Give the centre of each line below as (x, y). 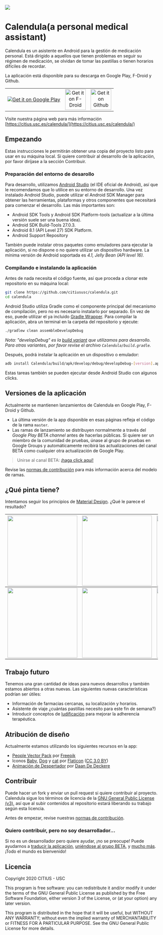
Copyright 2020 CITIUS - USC (35, 879)
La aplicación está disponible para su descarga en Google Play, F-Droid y (78, 75)
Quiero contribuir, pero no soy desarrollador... (60, 830)
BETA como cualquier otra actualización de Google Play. (68, 451)
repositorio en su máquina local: (37, 284)
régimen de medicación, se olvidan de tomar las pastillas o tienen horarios (79, 61)
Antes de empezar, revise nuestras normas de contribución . (65, 818)
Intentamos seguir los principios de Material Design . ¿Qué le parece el (75, 502)
